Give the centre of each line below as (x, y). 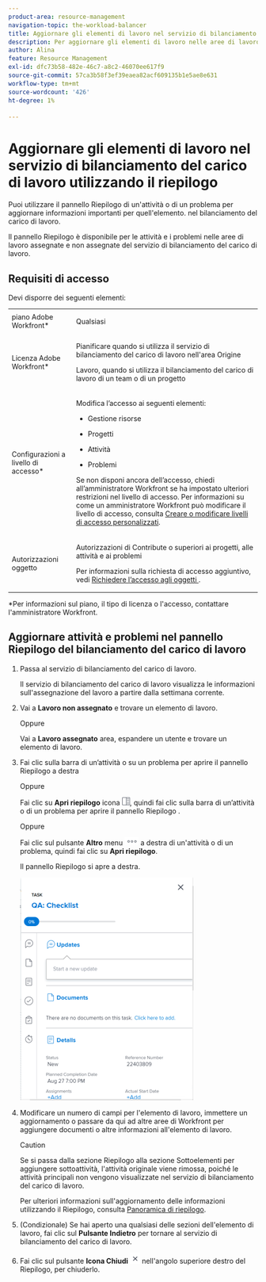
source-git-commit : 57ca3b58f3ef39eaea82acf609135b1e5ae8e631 (113, 75)
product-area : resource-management (67, 17)
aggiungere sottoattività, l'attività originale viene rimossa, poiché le (129, 1169)
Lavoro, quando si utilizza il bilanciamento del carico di (165, 370)
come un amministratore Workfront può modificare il (161, 505)
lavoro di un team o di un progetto (131, 378)
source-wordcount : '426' (49, 92)
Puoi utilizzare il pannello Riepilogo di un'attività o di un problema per (121, 205)
